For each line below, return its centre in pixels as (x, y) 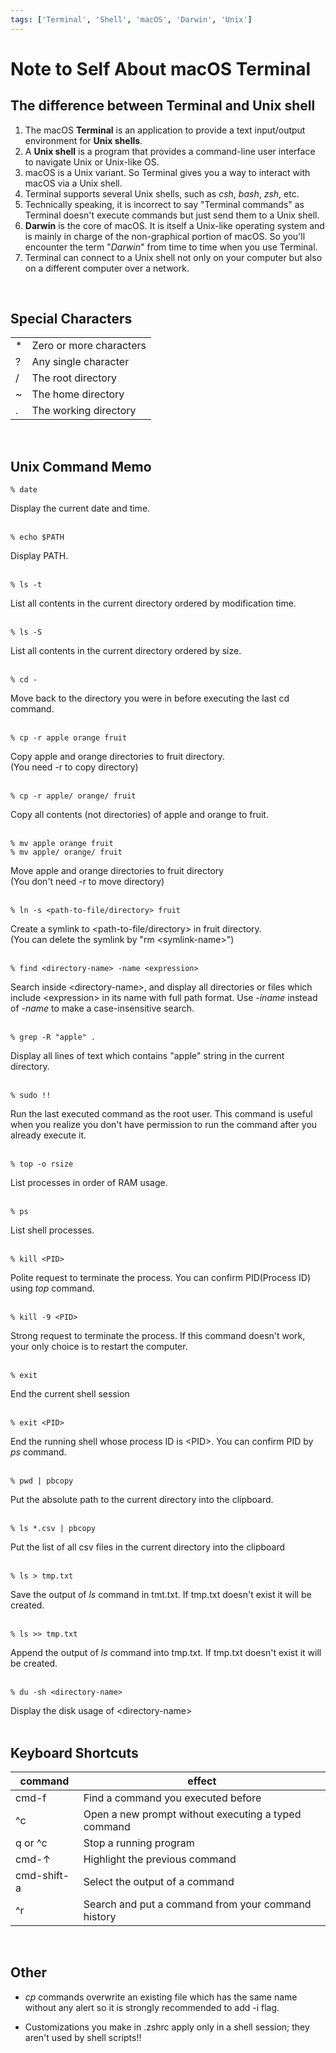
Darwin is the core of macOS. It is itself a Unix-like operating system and (174, 225)
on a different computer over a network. (107, 268)
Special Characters (71, 319)
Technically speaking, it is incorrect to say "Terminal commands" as (164, 204)
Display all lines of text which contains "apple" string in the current (147, 1056)
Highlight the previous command (160, 1859)
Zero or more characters (89, 346)
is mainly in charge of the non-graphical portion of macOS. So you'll (165, 236)
